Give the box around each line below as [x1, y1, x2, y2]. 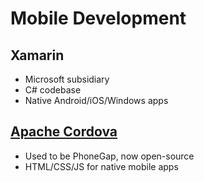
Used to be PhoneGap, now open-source [24, 150, 195, 162]
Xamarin [10, 47, 65, 64]
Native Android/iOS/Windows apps [24, 95, 169, 106]
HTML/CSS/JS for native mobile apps [24, 160, 179, 172]
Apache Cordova [10, 123, 118, 141]
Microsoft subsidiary [24, 73, 110, 85]
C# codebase [24, 84, 82, 96]
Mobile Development [10, 7, 187, 30]
